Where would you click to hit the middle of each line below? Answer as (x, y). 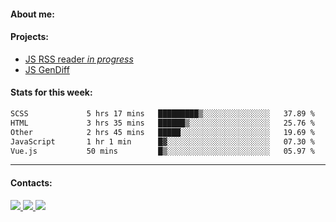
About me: (32, 14)
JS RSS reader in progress (79, 59)
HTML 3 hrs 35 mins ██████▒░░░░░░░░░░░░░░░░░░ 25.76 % (162, 123)
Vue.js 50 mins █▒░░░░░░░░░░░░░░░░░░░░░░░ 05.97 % (162, 151)
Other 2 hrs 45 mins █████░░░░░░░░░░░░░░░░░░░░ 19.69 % (162, 132)
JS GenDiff (47, 69)
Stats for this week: (51, 92)
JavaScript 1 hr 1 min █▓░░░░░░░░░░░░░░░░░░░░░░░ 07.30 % (162, 141)
